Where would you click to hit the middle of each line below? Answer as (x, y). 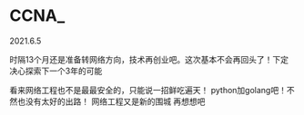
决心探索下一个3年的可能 (56, 71)
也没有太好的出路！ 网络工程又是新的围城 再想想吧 (111, 101)
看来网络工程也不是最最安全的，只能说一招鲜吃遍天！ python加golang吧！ (148, 90)
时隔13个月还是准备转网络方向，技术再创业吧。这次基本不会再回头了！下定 (149, 59)
